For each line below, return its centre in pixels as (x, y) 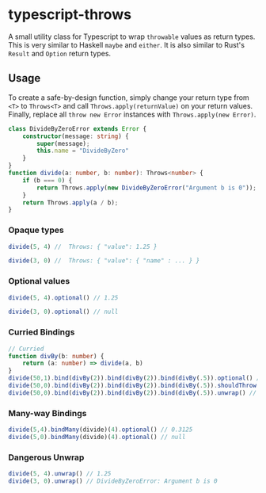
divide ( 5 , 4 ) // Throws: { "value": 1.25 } (83, 246)
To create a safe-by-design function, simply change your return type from (129, 97)
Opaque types (36, 230)
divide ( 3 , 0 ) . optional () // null (63, 312)
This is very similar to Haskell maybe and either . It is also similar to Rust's (127, 44)
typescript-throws (70, 15)
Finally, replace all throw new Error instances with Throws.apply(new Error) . (132, 114)
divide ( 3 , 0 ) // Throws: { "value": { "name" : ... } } (104, 261)
